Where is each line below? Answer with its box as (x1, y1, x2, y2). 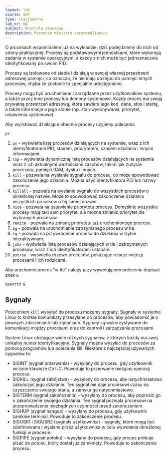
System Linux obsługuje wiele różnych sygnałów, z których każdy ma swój (5, 334, 158, 340)
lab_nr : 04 (5, 21, 28, 27)
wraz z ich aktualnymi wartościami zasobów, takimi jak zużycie (12, 161, 142, 167)
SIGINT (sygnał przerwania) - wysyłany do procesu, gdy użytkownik (12, 360, 153, 366)
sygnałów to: (5, 350, 31, 356)
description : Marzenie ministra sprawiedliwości (5, 31, 108, 36)
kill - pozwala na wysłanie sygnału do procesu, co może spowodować (12, 172, 160, 178)
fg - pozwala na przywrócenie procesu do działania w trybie (12, 230, 137, 236)
